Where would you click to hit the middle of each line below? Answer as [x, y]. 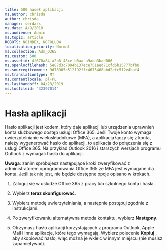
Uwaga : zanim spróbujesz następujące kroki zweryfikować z [68, 163]
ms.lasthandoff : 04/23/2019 [34, 84]
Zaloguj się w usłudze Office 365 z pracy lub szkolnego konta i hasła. [83, 184]
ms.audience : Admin [25, 33]
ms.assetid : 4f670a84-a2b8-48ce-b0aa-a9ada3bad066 [59, 61]
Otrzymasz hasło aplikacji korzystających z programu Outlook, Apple [83, 228]
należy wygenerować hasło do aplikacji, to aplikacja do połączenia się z [79, 143]
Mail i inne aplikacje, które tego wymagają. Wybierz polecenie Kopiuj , [84, 233]
